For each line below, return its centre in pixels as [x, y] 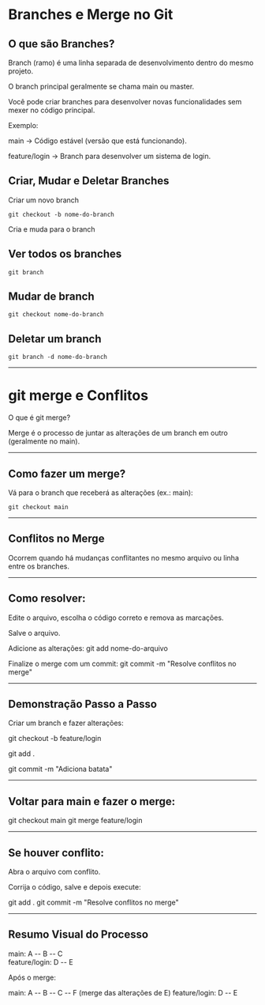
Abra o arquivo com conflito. [54, 872]
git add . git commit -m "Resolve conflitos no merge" [93, 902]
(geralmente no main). [44, 441]
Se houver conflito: [56, 853]
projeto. [21, 71]
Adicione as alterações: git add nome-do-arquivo [88, 648]
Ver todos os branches [65, 254]
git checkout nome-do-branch [56, 315]
